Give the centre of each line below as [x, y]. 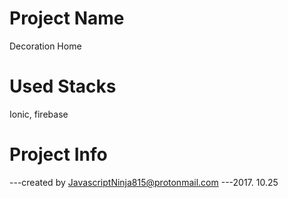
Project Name [67, 18]
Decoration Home [45, 46]
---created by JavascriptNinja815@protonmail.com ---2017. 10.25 [144, 182]
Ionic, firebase [39, 114]
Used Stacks [63, 86]
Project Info [58, 154]
